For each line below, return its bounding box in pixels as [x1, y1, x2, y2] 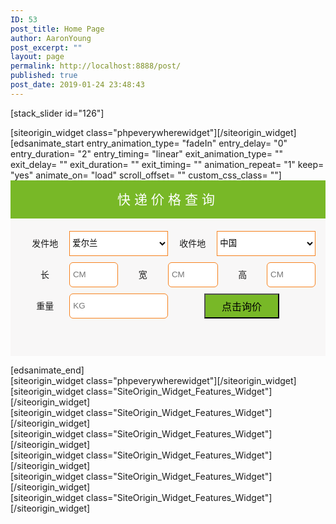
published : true [10, 71, 78, 81]
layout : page [10, 52, 65, 62]
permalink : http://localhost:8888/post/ [10, 61, 182, 71]
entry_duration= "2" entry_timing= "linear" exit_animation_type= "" [10, 147, 283, 160]
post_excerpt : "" [10, 42, 83, 53]
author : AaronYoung [10, 33, 92, 43]
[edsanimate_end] [10, 364, 85, 376]
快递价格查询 [117, 191, 219, 208]
